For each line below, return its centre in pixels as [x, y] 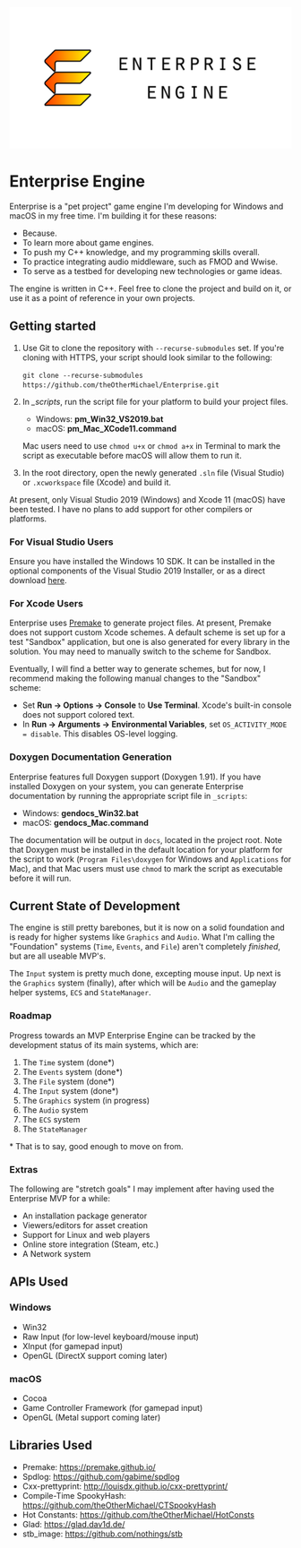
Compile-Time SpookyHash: [74, 1495]
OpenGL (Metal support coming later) [91, 1417]
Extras [24, 1169]
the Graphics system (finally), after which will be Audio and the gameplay [143, 983]
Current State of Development [95, 906]
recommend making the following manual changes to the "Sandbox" [135, 678]
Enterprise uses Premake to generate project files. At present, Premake [140, 623]
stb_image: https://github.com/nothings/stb [103, 1534]
